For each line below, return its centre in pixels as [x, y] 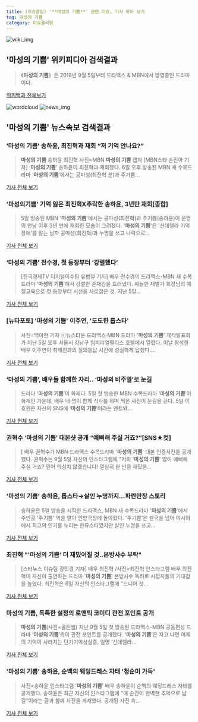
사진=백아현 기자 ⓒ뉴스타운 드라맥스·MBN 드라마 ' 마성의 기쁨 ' [93, 335]
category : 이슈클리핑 [30, 23]
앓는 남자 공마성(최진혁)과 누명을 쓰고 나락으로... [94, 233]
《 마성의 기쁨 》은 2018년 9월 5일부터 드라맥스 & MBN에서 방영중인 [97, 75]
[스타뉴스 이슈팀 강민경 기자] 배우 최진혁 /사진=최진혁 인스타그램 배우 [101, 569]
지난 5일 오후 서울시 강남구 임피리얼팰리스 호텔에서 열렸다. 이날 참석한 [108, 342]
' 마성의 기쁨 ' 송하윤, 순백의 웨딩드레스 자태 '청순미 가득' [81, 671]
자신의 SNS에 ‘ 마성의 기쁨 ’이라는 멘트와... [84, 408]
